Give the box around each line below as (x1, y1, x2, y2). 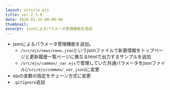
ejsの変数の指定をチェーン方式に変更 (12, 73, 91, 79)
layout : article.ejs (5, 7, 50, 13)
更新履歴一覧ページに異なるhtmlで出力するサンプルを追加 (29, 54, 152, 60)
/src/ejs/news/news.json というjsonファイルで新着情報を (20, 47, 141, 53)
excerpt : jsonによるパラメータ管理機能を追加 (5, 26, 92, 32)
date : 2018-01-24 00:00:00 (5, 17, 63, 22)
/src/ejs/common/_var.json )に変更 (26, 67, 100, 73)
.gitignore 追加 (12, 79, 45, 85)
